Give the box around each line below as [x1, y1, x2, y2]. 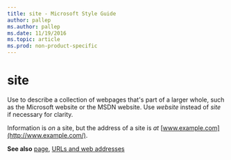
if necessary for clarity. [7, 110, 74, 118]
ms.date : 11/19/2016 [7, 29, 67, 37]
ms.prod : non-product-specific [7, 42, 98, 49]
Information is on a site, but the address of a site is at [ [7, 123, 163, 132]
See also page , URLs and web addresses [7, 144, 125, 153]
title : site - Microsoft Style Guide [7, 10, 117, 17]
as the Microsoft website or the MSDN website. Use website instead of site [7, 102, 221, 111]
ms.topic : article [7, 36, 60, 43]
